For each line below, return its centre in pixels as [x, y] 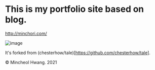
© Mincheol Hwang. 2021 [31, 62]
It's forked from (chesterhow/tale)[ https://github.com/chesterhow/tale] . [78, 53]
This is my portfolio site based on [75, 9]
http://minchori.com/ [26, 33]
